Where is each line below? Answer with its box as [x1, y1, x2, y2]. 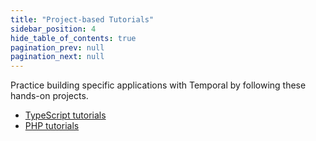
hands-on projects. [10, 90, 89, 102]
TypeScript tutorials [24, 109, 107, 121]
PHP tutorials [24, 120, 80, 132]
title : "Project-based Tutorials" [10, 14, 155, 25]
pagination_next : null [10, 52, 105, 62]
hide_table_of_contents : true [10, 33, 137, 43]
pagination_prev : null [10, 42, 105, 53]
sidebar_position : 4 [10, 24, 97, 34]
